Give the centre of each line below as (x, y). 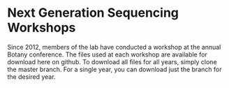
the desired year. (31, 76)
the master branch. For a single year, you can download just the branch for (114, 69)
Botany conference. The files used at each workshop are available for (107, 54)
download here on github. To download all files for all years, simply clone (112, 61)
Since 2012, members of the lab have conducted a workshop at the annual (114, 47)
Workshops (42, 28)
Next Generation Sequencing (93, 13)
